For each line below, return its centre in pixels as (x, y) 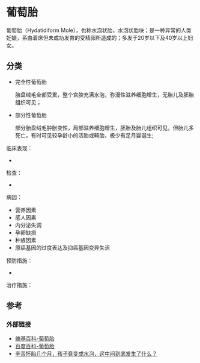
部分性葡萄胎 (31, 115)
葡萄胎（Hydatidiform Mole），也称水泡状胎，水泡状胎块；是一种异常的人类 (99, 30)
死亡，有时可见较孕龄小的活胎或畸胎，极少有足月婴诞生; (84, 135)
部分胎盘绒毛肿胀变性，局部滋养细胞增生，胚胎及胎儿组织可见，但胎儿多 (104, 128)
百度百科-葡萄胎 (35, 346)
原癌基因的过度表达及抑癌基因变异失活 (62, 247)
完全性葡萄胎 (31, 81)
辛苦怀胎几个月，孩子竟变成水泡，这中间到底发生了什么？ (86, 354)
